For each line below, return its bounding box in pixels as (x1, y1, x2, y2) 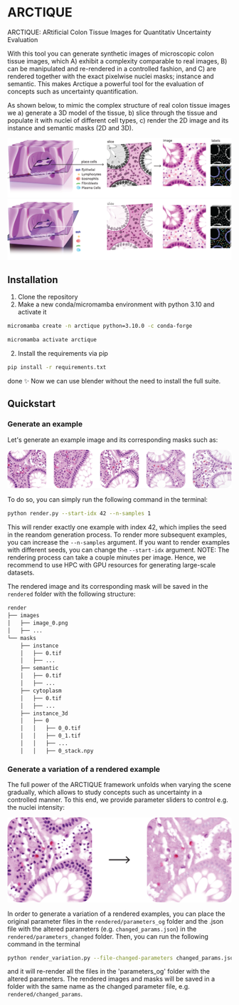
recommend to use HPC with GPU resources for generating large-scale (7, 561, 216, 569)
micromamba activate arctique (7, 336, 97, 344)
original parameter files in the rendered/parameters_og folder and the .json (7, 917, 224, 925)
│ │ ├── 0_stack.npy (20, 747, 94, 754)
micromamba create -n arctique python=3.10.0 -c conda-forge (7, 322, 193, 330)
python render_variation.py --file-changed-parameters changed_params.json (7, 954, 237, 962)
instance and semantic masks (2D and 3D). (7, 123, 134, 132)
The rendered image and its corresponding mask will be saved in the (7, 582, 208, 591)
